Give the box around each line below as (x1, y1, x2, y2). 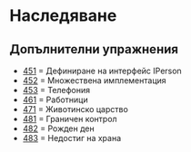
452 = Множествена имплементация (22, 75, 166, 86)
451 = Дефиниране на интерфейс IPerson (22, 65, 182, 76)
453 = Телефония (22, 85, 91, 95)
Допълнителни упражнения (9, 42, 179, 57)
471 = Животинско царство (22, 104, 129, 114)
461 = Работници (22, 94, 88, 105)
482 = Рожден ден (22, 123, 95, 134)
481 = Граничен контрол (22, 114, 117, 124)
